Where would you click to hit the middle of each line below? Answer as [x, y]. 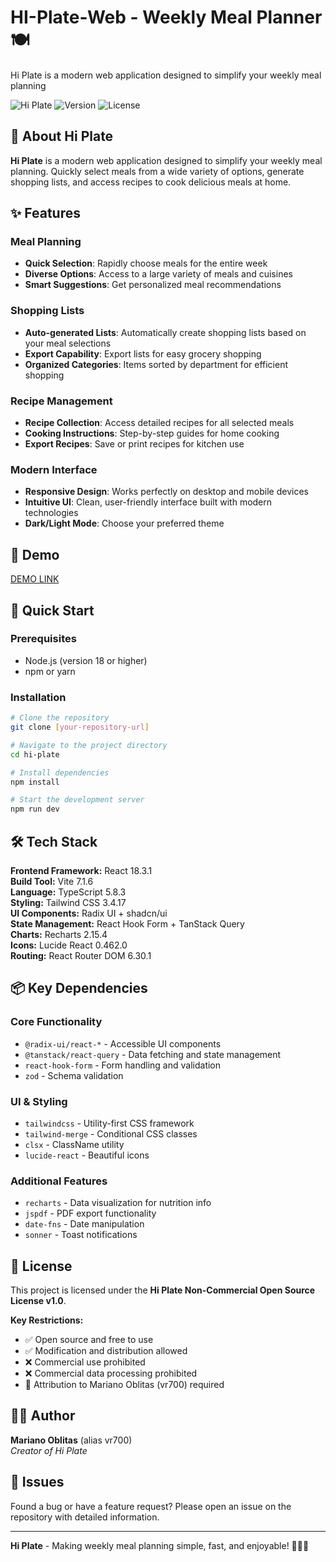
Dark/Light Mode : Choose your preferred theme [124, 523]
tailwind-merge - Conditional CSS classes [111, 1133]
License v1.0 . [38, 1301]
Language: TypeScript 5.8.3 [68, 892]
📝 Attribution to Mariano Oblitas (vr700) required [124, 1385]
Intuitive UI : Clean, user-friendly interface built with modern [148, 502]
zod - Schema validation [74, 1075]
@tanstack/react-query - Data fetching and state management [153, 1054]
